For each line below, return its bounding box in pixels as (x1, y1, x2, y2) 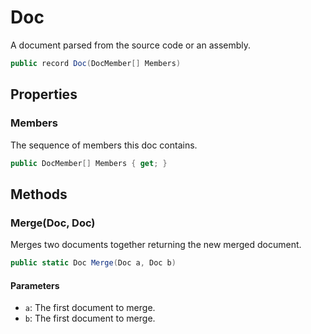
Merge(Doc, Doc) (10, 216, 96, 230)
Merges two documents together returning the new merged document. (10, 239, 302, 251)
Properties (10, 86, 78, 103)
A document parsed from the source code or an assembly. (10, 39, 252, 51)
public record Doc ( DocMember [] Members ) (10, 58, 182, 68)
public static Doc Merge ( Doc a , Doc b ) (10, 258, 177, 268)
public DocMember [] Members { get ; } (10, 158, 168, 168)
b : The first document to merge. (24, 312, 156, 325)
